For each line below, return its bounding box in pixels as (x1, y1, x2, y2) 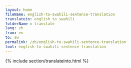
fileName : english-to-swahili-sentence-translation (5, 12, 115, 17)
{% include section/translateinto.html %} (5, 58, 89, 64)
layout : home (5, 7, 32, 12)
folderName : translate (5, 21, 55, 26)
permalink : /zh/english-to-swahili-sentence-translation (5, 40, 126, 45)
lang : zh (5, 26, 23, 31)
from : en (5, 30, 23, 35)
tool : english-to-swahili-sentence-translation (5, 44, 106, 49)
